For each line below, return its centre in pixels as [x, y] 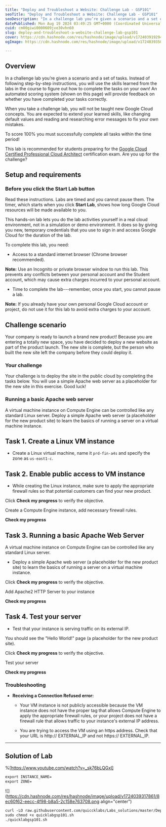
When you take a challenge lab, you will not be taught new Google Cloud [79, 109]
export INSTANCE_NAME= [28, 777]
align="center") [116, 801]
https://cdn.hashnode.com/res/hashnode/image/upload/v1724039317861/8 [83, 796]
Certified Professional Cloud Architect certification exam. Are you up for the [82, 154]
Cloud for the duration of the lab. [39, 236]
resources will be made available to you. [46, 210]
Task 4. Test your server [43, 617]
